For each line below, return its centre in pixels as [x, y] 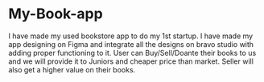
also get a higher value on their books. [72, 69]
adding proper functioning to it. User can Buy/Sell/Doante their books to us [132, 53]
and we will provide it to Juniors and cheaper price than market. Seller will [131, 61]
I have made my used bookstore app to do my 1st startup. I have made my [131, 36]
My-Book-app [56, 14]
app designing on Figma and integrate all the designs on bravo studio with [131, 44]
